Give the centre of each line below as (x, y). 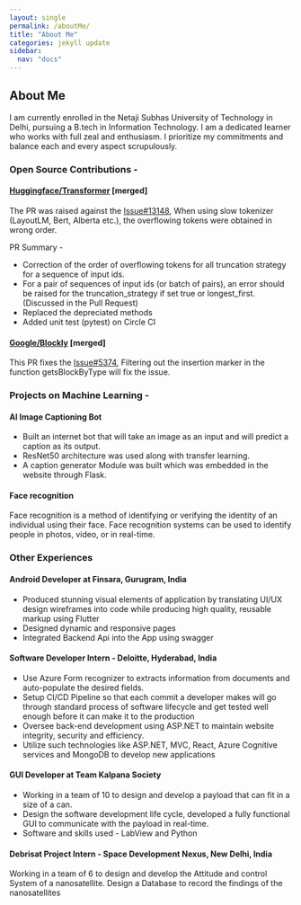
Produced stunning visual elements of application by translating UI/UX (152, 599)
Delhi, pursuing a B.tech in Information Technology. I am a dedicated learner (150, 127)
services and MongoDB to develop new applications (119, 754)
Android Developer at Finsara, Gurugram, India (98, 579)
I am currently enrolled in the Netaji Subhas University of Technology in (141, 117)
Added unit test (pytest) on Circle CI (89, 322)
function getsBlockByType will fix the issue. (90, 372)
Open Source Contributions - (74, 169)
